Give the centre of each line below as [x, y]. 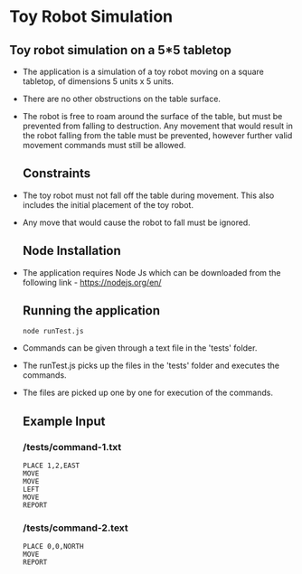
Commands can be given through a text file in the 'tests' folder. [140, 348]
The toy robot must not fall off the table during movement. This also [148, 195]
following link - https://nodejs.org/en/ [92, 282]
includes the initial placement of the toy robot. [108, 204]
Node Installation [72, 251]
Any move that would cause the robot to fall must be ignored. [136, 222]
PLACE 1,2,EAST [51, 466]
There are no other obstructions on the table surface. [122, 99]
